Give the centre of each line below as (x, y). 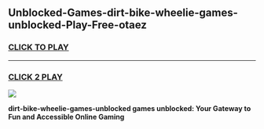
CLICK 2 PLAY (35, 77)
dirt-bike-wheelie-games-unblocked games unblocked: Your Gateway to (130, 108)
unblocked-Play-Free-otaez (78, 25)
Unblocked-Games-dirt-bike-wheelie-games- (123, 13)
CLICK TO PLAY (38, 48)
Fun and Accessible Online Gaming (66, 116)
